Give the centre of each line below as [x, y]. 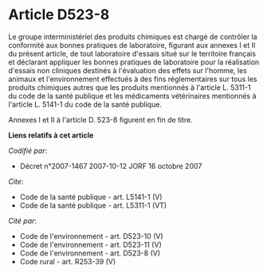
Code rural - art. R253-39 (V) [68, 261]
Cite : [16, 181]
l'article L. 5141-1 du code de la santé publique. [85, 104]
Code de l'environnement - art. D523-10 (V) [91, 236]
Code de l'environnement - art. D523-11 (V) [90, 244]
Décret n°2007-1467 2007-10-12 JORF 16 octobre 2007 [111, 166]
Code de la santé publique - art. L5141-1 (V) [91, 197]
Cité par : [23, 220]
